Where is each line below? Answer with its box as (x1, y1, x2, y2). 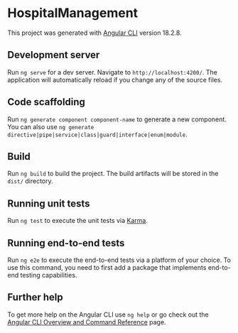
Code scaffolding (7, 96, 85, 108)
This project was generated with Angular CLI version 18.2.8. (7, 28, 183, 37)
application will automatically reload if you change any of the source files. (7, 75, 222, 84)
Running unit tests (7, 197, 90, 209)
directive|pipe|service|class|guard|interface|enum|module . (7, 130, 188, 138)
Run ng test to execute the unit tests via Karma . (7, 217, 148, 225)
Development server (7, 49, 100, 61)
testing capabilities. (20, 271, 77, 279)
